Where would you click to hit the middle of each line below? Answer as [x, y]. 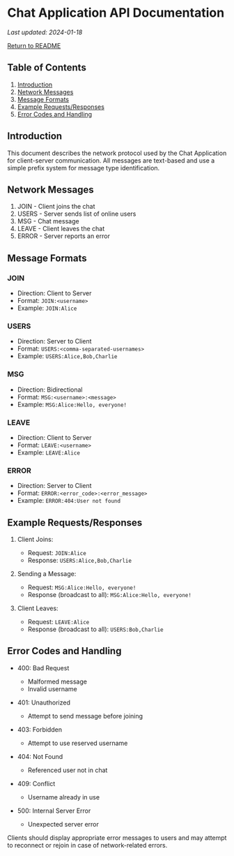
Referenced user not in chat [68, 770]
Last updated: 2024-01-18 [45, 32]
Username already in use [63, 797]
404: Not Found [40, 756]
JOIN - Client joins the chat [56, 207]
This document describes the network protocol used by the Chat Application [117, 153]
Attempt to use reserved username [78, 743]
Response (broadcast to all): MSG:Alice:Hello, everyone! [109, 595]
